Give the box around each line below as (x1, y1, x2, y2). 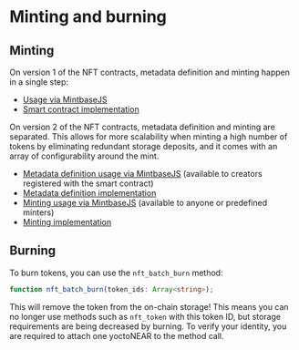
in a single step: (9, 77, 69, 87)
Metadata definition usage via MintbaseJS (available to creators (22, 169, 263, 179)
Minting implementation (22, 217, 112, 227)
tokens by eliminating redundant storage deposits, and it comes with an (9, 141, 278, 151)
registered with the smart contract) (22, 178, 154, 189)
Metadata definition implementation (22, 188, 157, 198)
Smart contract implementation (22, 104, 139, 115)
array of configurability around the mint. (9, 150, 160, 161)
